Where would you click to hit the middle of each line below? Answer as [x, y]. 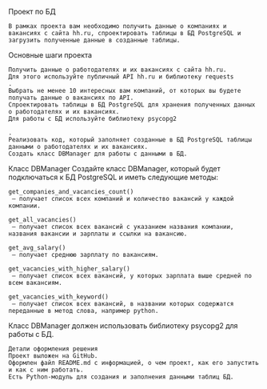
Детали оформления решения [53, 349]
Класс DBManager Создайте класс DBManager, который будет [115, 168]
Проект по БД [32, 12]
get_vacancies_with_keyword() [59, 297]
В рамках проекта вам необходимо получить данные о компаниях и [118, 26]
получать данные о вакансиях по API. [71, 98]
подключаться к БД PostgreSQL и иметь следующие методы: [113, 177]
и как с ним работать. [46, 370]
